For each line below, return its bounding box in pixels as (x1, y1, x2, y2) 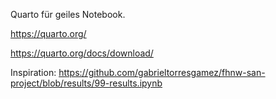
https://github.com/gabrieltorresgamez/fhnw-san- (58, 67, 266, 78)
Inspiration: (10, 67, 57, 78)
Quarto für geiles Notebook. (10, 9, 126, 20)
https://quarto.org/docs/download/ (10, 47, 154, 59)
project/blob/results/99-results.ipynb (10, 77, 163, 89)
